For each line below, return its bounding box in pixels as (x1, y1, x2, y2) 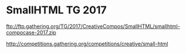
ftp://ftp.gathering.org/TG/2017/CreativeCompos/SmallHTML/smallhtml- (6, 23, 180, 30)
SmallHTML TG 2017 (6, 3, 107, 17)
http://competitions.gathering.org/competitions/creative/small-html (6, 40, 168, 47)
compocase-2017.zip (6, 29, 57, 36)
